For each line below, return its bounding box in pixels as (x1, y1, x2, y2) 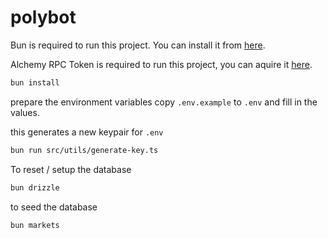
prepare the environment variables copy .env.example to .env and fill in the (10, 96, 318, 108)
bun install (10, 77, 60, 88)
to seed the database (10, 201, 98, 213)
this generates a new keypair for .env (10, 126, 164, 138)
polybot (10, 6, 77, 29)
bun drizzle (10, 182, 60, 193)
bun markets (10, 220, 60, 230)
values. (10, 106, 40, 118)
